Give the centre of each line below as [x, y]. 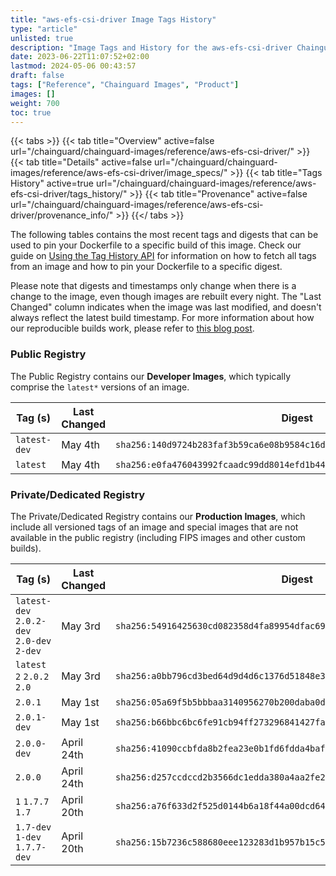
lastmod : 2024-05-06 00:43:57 [73, 66]
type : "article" [44, 29]
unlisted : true [42, 38]
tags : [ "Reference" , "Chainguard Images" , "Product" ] [125, 85]
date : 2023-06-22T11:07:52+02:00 [80, 57]
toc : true [31, 112]
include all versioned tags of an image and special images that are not [154, 527]
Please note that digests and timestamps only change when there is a [153, 286]
